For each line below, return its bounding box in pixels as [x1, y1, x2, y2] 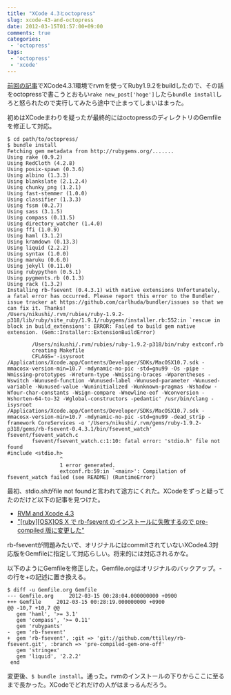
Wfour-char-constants [7, 389, 70, 396]
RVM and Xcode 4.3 [17, 509, 74, 518]
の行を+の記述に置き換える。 [7, 572, 90, 580]
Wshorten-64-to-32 [7, 395, 60, 402]
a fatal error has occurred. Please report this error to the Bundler [7, 293, 214, 300]
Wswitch [7, 377, 30, 384]
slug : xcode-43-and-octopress [7, 17, 94, 23]
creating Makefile [32, 346, 85, 354]
